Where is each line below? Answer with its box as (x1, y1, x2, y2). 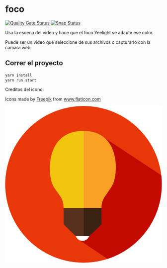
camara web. (5, 44, 32, 50)
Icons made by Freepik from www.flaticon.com (5, 96, 101, 102)
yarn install (5, 73, 32, 78)
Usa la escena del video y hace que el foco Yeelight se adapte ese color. (5, 29, 154, 35)
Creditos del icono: (5, 86, 44, 92)
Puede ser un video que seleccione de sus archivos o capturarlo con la (5, 39, 151, 45)
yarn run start (5, 78, 37, 83)
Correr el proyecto (5, 59, 63, 68)
